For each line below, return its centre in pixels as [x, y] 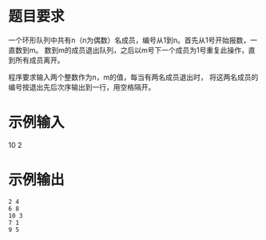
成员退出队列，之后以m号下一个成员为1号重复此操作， [160, 50]
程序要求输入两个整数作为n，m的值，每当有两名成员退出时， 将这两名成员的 [133, 77]
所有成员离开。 [40, 60]
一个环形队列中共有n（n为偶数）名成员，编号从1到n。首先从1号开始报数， [129, 40]
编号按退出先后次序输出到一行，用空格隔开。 [82, 87]
